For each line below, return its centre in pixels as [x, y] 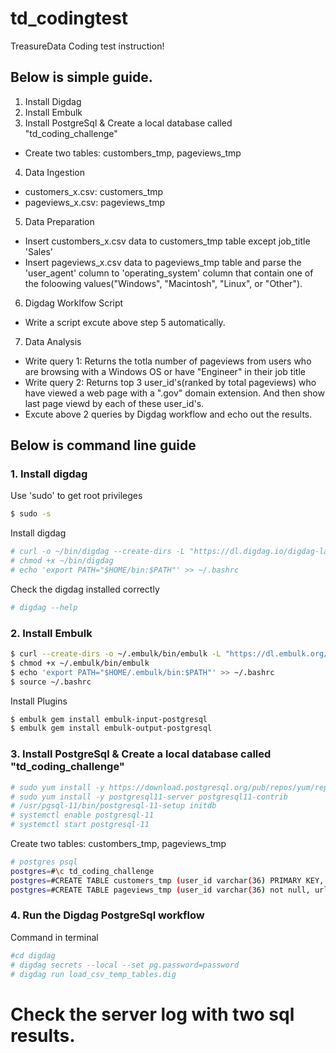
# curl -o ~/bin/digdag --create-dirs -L [98, 552]
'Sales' [38, 251]
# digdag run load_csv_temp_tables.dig [93, 974]
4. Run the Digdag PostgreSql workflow [107, 915]
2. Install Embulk [51, 633]
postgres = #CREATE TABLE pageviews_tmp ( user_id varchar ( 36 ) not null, [160, 890]
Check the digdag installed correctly [85, 589]
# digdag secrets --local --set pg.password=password [125, 965]
